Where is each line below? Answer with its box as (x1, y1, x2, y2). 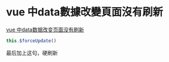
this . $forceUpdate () (6, 38, 57, 44)
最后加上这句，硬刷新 (6, 49, 58, 56)
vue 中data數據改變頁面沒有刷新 (6, 5, 164, 19)
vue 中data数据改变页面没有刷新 (6, 26, 84, 33)
